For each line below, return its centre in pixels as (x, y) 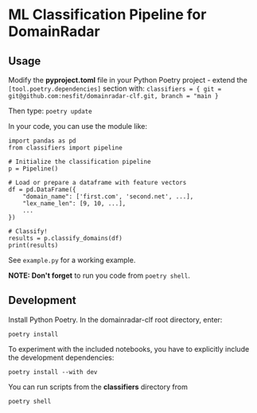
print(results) (33, 245)
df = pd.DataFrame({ (43, 189)
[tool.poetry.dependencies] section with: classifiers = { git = (115, 88)
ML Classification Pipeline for (107, 15)
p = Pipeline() (33, 169)
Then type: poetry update (51, 111)
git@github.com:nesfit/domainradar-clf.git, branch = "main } (113, 96)
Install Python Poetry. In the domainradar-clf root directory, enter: (115, 319)
